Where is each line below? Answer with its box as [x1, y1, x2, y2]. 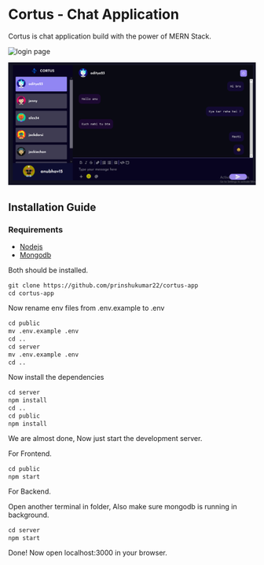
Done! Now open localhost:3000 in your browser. [8, 548, 167, 558]
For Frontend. [8, 449, 53, 458]
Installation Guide [8, 200, 97, 213]
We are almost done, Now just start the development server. [8, 434, 203, 443]
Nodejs [19, 242, 43, 252]
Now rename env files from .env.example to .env [8, 304, 165, 313]
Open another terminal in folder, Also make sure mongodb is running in [8, 502, 237, 512]
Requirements [8, 224, 64, 235]
